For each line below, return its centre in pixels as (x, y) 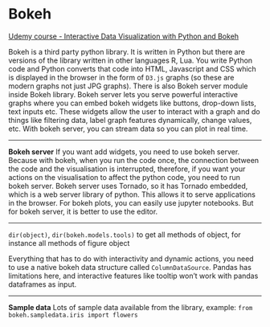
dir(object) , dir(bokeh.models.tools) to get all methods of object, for (125, 235)
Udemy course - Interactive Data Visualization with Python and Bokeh (124, 36)
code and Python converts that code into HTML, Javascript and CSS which (133, 68)
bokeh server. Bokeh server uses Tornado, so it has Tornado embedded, (128, 186)
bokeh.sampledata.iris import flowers (73, 315)
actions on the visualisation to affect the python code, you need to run (125, 177)
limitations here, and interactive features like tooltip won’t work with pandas (133, 276)
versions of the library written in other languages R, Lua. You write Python (131, 60)
